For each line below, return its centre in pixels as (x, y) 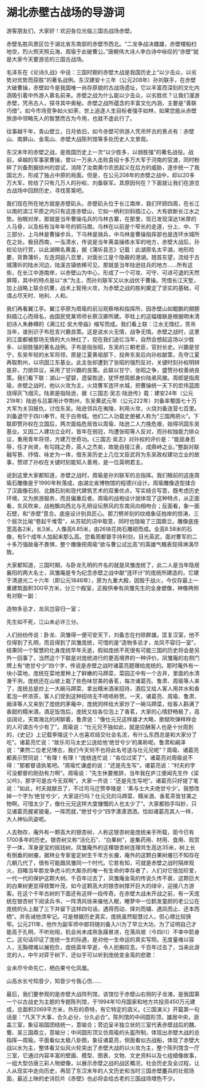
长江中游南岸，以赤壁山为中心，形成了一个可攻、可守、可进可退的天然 (111, 272)
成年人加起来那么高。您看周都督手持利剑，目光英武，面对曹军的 (112, 536)
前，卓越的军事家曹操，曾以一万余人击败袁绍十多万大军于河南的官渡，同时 (100, 160)
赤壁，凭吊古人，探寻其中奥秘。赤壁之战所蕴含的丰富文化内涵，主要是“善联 (102, 103)
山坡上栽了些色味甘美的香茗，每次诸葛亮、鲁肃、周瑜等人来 (124, 681)
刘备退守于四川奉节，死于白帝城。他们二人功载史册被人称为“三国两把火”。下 (103, 416)
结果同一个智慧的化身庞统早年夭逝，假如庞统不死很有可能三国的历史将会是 (100, 650)
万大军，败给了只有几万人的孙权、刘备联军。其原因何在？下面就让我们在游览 (103, 182)
